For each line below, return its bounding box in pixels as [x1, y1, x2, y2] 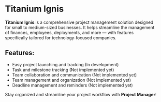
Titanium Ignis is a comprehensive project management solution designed [5, 19, 154, 25]
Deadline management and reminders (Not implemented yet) [12, 82, 133, 88]
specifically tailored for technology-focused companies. [5, 35, 117, 41]
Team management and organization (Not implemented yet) [12, 77, 132, 83]
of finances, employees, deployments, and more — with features [5, 29, 134, 35]
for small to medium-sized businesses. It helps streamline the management [5, 24, 155, 30]
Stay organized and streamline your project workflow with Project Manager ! [5, 91, 157, 97]
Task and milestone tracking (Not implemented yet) [12, 67, 115, 73]
